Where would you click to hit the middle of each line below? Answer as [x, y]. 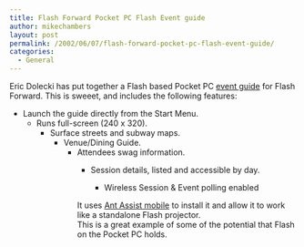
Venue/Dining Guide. [102, 143]
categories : [32, 52]
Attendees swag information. [131, 152]
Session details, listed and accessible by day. [175, 170]
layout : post [34, 35]
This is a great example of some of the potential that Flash [186, 225]
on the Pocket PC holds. [122, 234]
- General [36, 60]
